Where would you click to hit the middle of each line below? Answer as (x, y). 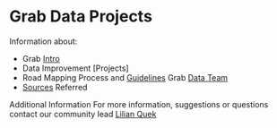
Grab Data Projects (81, 17)
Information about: (43, 41)
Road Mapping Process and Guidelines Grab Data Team (125, 77)
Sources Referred (55, 87)
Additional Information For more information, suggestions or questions (139, 104)
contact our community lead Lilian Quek (83, 114)
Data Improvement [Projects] (75, 68)
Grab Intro (41, 58)
